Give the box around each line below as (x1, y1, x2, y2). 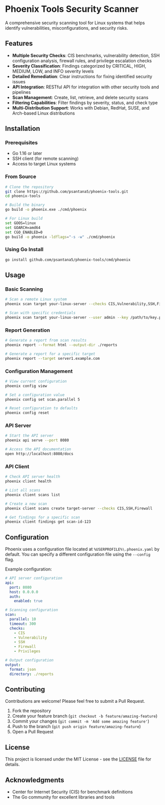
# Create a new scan (5, 501, 48, 506)
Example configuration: (5, 566, 53, 572)
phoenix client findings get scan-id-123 (5, 519, 91, 524)
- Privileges (14, 649, 41, 654)
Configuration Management (5, 368, 73, 375)
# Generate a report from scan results (5, 338, 87, 343)
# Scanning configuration (5, 608, 58, 613)
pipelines (12, 89, 31, 95)
